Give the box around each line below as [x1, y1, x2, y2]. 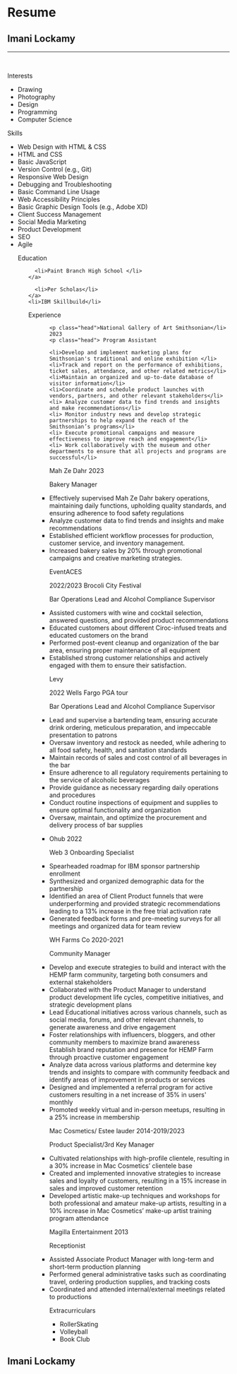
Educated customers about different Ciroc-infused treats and [49, 623, 227, 632]
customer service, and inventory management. [49, 539, 186, 547]
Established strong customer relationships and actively [49, 654, 209, 662]
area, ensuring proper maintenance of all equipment [49, 646, 201, 655]
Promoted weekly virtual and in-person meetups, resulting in [49, 1106, 226, 1113]
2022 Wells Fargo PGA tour [49, 688, 128, 697]
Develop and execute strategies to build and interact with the [49, 963, 226, 971]
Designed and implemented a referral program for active [49, 1083, 213, 1091]
